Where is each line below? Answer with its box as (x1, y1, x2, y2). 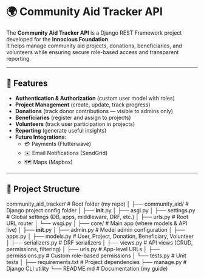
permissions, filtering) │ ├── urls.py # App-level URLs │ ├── (6, 245, 160, 252)
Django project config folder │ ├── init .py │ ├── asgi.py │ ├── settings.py (6, 206, 195, 214)
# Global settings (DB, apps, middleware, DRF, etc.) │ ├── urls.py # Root (6, 213, 189, 220)
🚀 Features (6, 78, 48, 89)
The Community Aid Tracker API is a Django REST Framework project (6, 29, 182, 36)
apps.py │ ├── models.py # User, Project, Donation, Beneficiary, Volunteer (6, 232, 194, 240)
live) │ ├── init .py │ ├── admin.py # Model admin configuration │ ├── (6, 226, 185, 233)
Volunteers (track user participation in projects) (15, 120, 135, 128)
